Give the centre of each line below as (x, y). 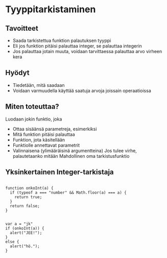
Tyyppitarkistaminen (51, 9)
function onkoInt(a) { (29, 188)
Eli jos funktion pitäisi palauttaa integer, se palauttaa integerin (77, 46)
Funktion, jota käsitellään (39, 139)
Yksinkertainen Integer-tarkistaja (59, 172)
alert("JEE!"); (26, 233)
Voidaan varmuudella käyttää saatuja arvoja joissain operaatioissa (82, 90)
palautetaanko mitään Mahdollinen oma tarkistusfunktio (71, 156)
